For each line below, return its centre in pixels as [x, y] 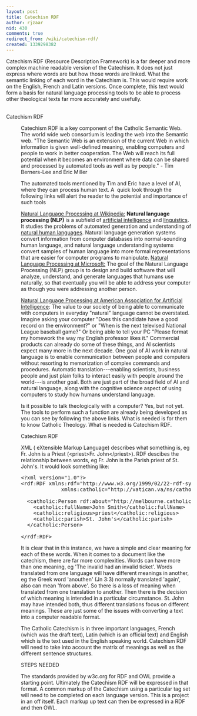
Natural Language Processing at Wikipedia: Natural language [95, 214]
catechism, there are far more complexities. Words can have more [101, 560]
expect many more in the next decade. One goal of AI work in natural [104, 350]
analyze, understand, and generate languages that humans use [97, 276]
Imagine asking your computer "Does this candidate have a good [99, 319]
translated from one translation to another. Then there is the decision [104, 591]
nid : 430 [17, 28]
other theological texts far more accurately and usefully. [74, 99]
